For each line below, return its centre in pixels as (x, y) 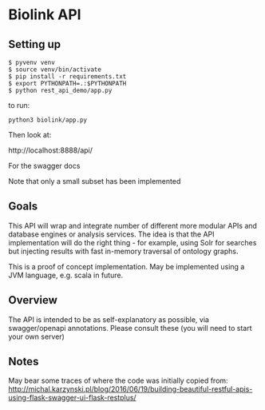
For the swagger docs (44, 166)
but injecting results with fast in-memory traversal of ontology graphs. (123, 251)
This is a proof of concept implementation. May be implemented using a (127, 266)
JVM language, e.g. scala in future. (66, 275)
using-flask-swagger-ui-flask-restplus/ (73, 398)
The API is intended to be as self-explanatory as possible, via (109, 319)
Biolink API (45, 15)
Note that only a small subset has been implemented (95, 181)
